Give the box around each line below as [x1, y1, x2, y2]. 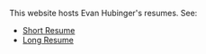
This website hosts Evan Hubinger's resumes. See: [9, 8, 198, 18]
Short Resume [22, 25, 76, 35]
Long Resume [22, 35, 74, 45]
